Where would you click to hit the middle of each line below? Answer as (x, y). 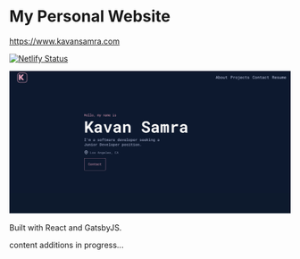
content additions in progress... (67, 245)
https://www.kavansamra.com (65, 41)
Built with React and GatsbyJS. (66, 228)
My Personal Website (90, 17)
